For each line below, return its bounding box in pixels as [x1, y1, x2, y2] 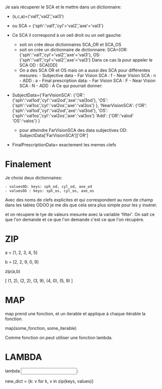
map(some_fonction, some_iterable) [5, 325, 77, 331]
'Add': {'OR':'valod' [96, 113, 134, 118]
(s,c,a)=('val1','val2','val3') [12, 14, 64, 19]
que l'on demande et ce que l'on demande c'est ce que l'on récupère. [5, 217, 145, 222]
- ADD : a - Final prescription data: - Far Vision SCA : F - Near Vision [19, 78, 156, 83]
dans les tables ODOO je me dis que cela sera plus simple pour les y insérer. [5, 202, 158, 208]
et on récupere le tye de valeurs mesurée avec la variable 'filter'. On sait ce [5, 211, 155, 217]
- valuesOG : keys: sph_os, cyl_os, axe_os [5, 188, 95, 193]
